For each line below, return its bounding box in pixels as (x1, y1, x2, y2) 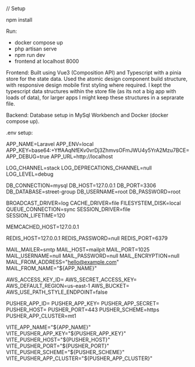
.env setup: (6, 129, 33, 136)
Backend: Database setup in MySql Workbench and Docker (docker (6, 111, 169, 118)
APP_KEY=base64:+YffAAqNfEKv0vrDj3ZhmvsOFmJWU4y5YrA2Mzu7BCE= (6, 147, 190, 154)
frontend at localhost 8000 (14, 58, 79, 64)
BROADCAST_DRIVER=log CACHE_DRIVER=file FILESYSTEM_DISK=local (6, 199, 181, 206)
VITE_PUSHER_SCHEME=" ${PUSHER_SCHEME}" (6, 349, 125, 355)
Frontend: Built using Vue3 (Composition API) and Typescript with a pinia (6, 69, 182, 76)
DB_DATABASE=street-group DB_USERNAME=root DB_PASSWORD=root (6, 188, 181, 195)
